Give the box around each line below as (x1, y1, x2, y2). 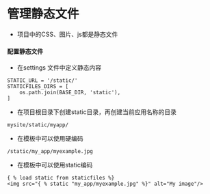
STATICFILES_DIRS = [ (7, 83, 69, 90)
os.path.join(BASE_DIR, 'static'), (19, 89, 121, 96)
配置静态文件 (7, 47, 43, 55)
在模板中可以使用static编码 (16, 161, 93, 169)
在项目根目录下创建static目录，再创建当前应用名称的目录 (16, 108, 176, 116)
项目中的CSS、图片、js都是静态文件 (16, 30, 118, 38)
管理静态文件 (7, 6, 80, 22)
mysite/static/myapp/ (7, 122, 69, 128)
